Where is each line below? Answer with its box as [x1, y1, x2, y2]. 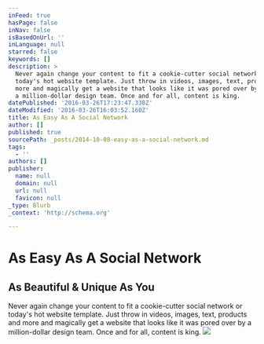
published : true [8, 128, 61, 136]
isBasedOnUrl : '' [8, 33, 65, 42]
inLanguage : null [8, 41, 65, 49]
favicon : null [15, 194, 61, 202]
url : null [15, 186, 47, 195]
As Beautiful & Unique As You [8, 280, 155, 294]
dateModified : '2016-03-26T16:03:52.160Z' [8, 107, 149, 115]
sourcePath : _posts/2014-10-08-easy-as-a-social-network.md [8, 135, 210, 144]
